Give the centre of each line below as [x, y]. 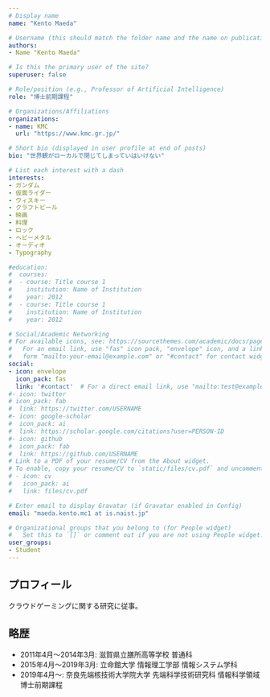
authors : [23, 45]
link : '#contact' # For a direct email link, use [102, 386]
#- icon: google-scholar [50, 417]
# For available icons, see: [57, 342]
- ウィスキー [27, 200]
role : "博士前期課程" [41, 97]
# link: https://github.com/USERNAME [73, 454]
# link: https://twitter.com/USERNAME [75, 409]
